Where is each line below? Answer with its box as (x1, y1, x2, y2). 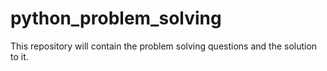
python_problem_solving (10, 7, 222, 30)
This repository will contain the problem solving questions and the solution (10, 40, 318, 52)
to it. (10, 50, 29, 62)
